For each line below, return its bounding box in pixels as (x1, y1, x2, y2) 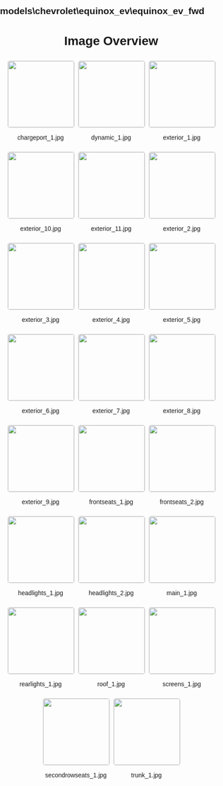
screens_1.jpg (162, 680, 201, 688)
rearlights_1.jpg (19, 680, 62, 688)
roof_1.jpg (97, 680, 126, 688)
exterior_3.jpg (21, 316, 60, 324)
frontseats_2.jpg (159, 498, 204, 506)
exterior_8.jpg (162, 407, 201, 415)
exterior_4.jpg (92, 316, 131, 324)
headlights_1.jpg (18, 589, 64, 597)
